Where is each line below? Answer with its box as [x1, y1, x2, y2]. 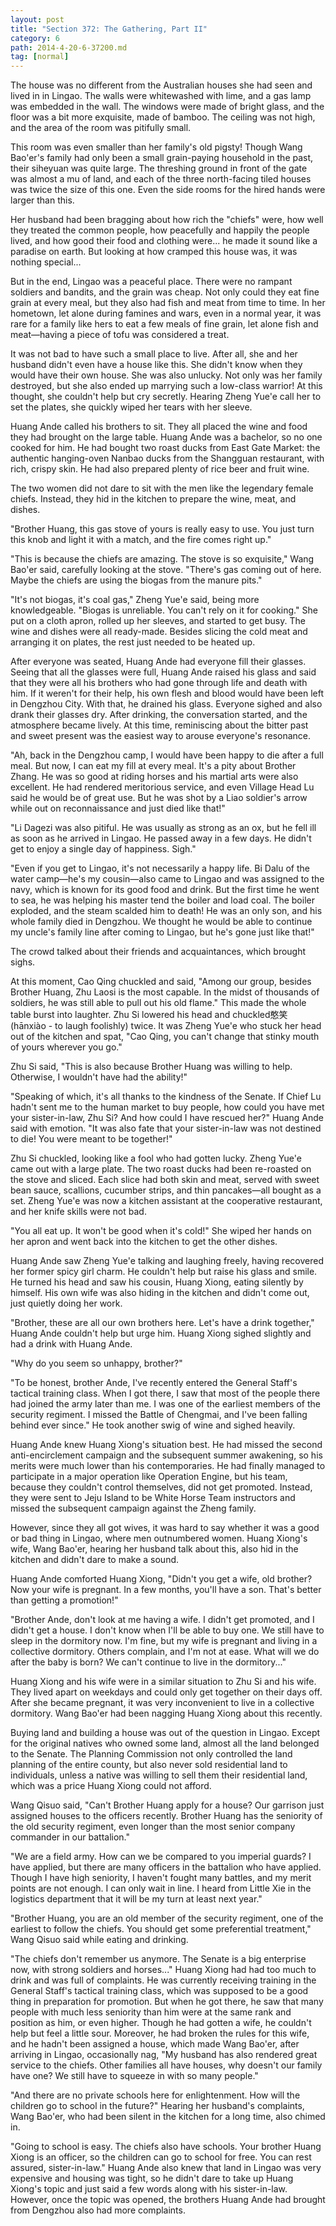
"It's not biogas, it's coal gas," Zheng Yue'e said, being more [10, 594, 260, 606]
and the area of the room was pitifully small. [10, 122, 192, 134]
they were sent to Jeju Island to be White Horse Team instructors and [10, 1492, 296, 1504]
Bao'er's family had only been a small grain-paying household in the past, [10, 152, 314, 164]
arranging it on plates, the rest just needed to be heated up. [10, 636, 256, 648]
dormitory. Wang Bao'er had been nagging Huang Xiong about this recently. [10, 1707, 323, 1720]
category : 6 [10, 33, 60, 43]
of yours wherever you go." [10, 1041, 123, 1053]
